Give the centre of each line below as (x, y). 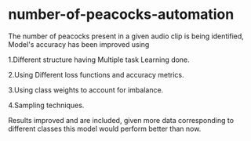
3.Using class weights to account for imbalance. (86, 90)
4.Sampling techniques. (46, 105)
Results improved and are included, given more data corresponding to (121, 120)
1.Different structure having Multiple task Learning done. (99, 60)
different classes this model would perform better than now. (105, 128)
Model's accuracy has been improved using (79, 44)
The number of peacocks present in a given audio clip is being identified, (126, 36)
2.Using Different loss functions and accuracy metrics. (96, 74)
